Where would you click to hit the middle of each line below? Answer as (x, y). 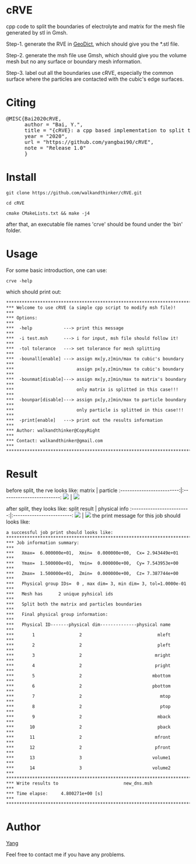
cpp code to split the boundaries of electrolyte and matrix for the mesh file (95, 26)
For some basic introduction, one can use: (57, 270)
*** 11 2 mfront (88, 737)
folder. (14, 230)
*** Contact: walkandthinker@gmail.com (55, 440)
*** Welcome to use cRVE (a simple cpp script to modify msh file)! (91, 308)
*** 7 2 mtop (88, 696)
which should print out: (34, 292)
